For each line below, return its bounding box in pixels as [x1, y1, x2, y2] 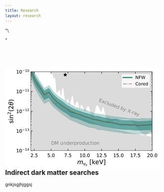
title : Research [5, 8, 39, 13]
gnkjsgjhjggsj [5, 182, 32, 188]
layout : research [5, 13, 41, 18]
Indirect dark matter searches [5, 169, 99, 177]
